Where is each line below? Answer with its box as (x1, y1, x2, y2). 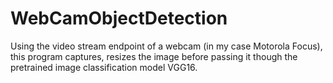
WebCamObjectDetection (10, 7, 228, 30)
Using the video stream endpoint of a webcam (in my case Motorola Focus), (10, 40, 323, 52)
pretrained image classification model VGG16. (10, 61, 198, 73)
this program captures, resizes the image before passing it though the (10, 50, 298, 62)
